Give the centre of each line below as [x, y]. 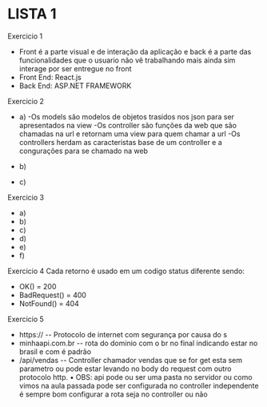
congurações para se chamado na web [84, 151]
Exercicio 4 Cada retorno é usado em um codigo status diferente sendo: [126, 271]
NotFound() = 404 [49, 303]
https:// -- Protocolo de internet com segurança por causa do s [123, 334]
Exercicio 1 [25, 36]
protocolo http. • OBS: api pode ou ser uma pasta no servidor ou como [135, 377]
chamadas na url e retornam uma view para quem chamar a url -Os [130, 134]
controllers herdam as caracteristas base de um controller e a [121, 142]
